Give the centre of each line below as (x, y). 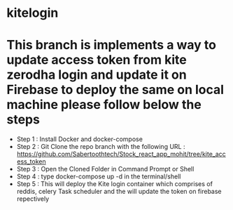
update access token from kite (97, 60)
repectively (33, 199)
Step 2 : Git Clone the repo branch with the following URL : (101, 147)
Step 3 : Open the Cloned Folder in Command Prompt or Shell (105, 169)
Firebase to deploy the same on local (115, 90)
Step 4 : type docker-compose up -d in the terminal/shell (99, 176)
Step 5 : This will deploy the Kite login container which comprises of (114, 184)
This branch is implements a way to (111, 45)
